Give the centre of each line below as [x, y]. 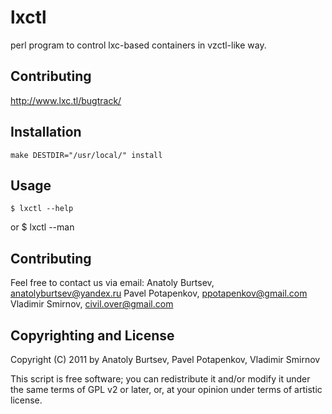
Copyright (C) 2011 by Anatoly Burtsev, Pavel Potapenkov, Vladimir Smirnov [165, 359]
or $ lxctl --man [42, 227]
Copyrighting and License [92, 335]
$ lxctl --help [42, 209]
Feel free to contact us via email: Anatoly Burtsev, [112, 283]
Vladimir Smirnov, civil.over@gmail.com [92, 304]
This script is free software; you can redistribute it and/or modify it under [160, 379]
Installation [46, 132]
